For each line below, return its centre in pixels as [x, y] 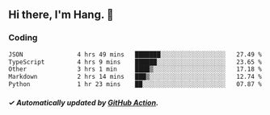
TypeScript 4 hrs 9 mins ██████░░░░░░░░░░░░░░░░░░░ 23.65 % [135, 62]
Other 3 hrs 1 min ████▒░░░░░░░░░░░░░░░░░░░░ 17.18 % [135, 69]
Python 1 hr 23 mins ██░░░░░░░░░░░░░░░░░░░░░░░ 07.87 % [135, 84]
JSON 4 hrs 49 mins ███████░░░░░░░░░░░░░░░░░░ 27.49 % [135, 54]
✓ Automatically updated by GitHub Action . [84, 102]
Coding [23, 38]
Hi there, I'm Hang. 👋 [61, 15]
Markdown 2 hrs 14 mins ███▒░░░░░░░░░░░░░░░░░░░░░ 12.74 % [135, 77]
